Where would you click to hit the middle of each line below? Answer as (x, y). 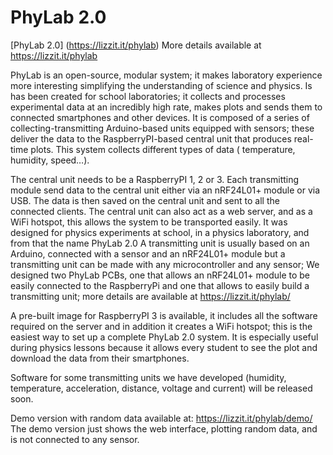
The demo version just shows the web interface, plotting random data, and (164, 428)
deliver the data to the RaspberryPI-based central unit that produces (151, 138)
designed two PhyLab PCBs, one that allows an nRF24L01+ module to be (160, 275)
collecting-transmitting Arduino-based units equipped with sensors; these (162, 128)
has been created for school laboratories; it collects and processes (148, 96)
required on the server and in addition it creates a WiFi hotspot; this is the (161, 326)
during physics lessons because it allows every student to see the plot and (164, 347)
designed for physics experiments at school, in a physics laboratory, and (160, 232)
